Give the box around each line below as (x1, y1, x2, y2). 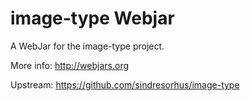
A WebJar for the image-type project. (10, 40, 165, 52)
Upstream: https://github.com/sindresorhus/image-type (10, 78, 240, 91)
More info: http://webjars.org (10, 59, 130, 71)
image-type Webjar (10, 7, 175, 30)
